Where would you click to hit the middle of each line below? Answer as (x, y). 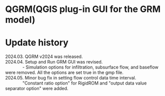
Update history (37, 43)
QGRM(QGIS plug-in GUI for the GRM (83, 9)
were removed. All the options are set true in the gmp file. (64, 72)
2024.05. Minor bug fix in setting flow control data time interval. (71, 78)
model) (20, 20)
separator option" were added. (37, 88)
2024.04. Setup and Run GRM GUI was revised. (54, 62)
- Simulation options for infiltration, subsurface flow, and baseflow (90, 67)
